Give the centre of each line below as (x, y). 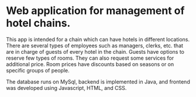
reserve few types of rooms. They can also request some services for (90, 58)
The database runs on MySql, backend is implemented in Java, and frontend (98, 82)
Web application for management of (95, 11)
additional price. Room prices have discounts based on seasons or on (90, 64)
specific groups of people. (38, 70)
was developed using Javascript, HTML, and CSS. (66, 88)
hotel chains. (38, 23)
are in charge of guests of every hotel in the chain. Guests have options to (95, 51)
